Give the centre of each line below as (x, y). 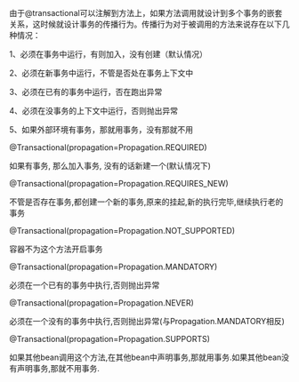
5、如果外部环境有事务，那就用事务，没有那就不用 (101, 130)
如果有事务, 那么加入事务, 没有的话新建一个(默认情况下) (110, 166)
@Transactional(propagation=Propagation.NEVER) (101, 303)
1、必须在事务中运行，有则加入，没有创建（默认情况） (108, 54)
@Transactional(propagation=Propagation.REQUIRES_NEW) (119, 183)
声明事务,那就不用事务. (58, 368)
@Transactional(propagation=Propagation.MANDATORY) (113, 267)
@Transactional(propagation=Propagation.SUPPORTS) (110, 339)
